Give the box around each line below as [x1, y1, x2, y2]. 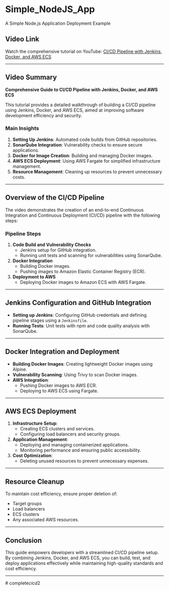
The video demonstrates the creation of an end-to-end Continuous [5, 207, 144, 213]
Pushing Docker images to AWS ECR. [20, 382, 97, 388]
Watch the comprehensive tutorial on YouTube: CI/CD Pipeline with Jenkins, [5, 48, 162, 54]
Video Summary [5, 73, 57, 82]
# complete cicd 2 [5, 580, 40, 586]
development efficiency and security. [5, 112, 82, 118]
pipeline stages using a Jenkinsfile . [12, 317, 88, 323]
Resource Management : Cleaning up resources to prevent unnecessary [12, 168, 162, 175]
